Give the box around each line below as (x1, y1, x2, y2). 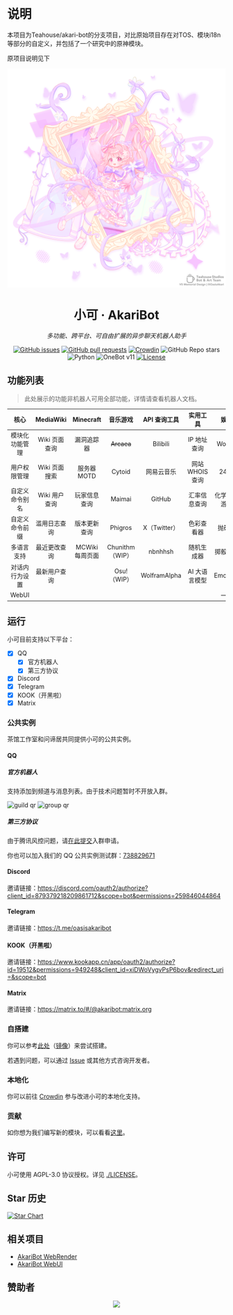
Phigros (110, 523, 132, 531)
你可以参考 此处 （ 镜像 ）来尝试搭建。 (7, 1041, 111, 1050)
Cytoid (111, 467, 130, 476)
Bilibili (152, 439, 170, 448)
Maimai (110, 495, 132, 504)
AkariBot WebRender (17, 1252, 78, 1261)
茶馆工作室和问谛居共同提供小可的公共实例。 (7, 734, 135, 743)
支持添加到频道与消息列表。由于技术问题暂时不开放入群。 (7, 786, 171, 795)
